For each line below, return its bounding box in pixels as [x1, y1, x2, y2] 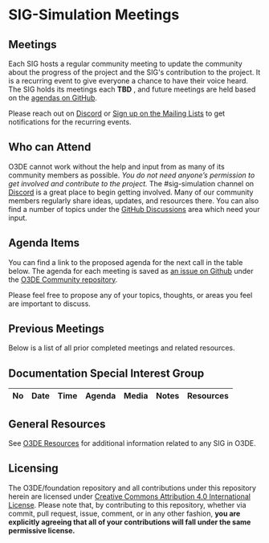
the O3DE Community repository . [8, 275, 118, 284]
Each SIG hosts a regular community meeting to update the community [8, 59, 243, 68]
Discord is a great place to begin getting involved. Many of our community [8, 187, 254, 197]
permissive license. [8, 525, 75, 535]
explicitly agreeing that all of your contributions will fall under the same [8, 516, 251, 527]
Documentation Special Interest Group [8, 366, 205, 380]
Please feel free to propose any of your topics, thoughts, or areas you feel [8, 290, 253, 300]
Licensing [8, 462, 59, 476]
